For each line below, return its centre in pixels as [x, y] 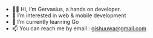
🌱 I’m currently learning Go [45, 22]
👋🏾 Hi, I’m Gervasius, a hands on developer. [67, 9]
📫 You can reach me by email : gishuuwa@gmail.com [79, 28]
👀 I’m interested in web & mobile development [69, 15]
